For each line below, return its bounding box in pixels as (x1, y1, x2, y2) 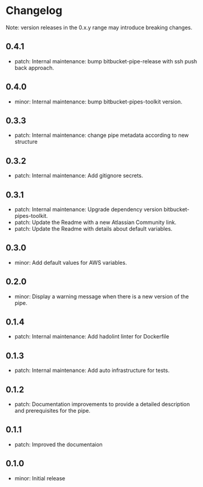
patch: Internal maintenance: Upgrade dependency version (14, 206, 162, 213)
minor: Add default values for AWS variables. (14, 259, 127, 266)
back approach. (14, 64, 54, 71)
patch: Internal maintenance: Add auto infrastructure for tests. (14, 366, 170, 374)
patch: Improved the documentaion (14, 441, 103, 448)
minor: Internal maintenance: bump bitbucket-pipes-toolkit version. (14, 98, 183, 105)
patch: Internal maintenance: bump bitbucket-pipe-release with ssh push (14, 57, 198, 65)
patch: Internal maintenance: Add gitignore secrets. (14, 172, 143, 180)
